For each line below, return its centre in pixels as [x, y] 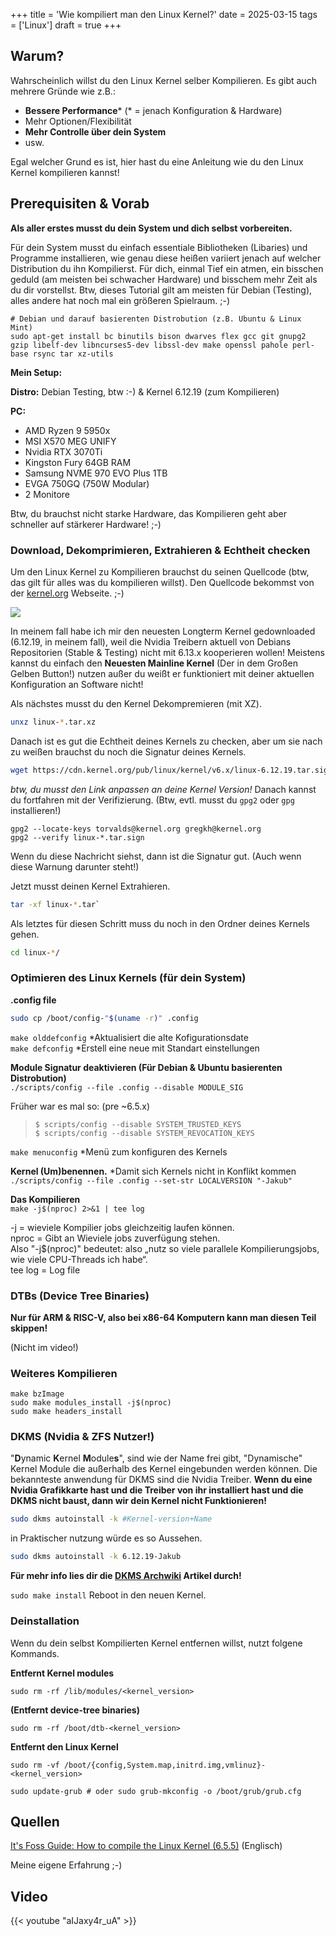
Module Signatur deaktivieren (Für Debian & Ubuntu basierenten [146, 1067]
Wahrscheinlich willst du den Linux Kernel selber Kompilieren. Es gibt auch [163, 80]
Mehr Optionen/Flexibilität [78, 121]
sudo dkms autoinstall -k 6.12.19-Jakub [96, 1557]
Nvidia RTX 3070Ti [63, 451]
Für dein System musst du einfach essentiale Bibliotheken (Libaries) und [159, 247]
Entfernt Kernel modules [62, 1673]
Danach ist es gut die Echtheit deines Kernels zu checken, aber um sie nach [166, 741]
